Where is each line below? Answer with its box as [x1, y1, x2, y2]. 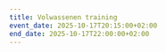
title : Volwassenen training [9, 12, 118, 22]
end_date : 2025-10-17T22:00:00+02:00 [9, 29, 150, 38]
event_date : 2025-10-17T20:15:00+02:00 [9, 21, 158, 30]
